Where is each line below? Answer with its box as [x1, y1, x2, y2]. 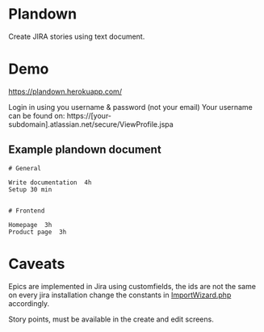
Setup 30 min [8, 185, 52, 194]
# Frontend [8, 207, 45, 215]
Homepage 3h [8, 221, 52, 229]
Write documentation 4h [8, 179, 92, 187]
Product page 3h [8, 228, 67, 236]
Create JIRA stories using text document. [8, 32, 145, 41]
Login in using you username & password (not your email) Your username [8, 102, 253, 111]
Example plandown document [8, 143, 161, 157]
